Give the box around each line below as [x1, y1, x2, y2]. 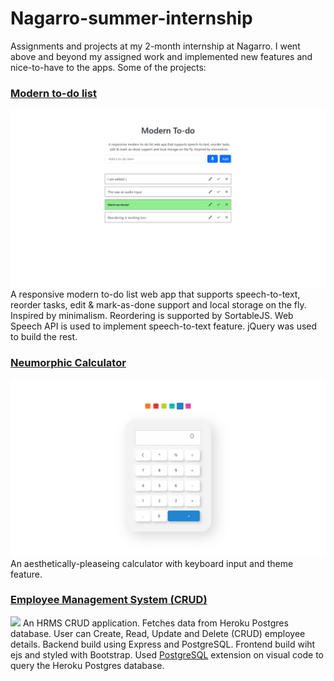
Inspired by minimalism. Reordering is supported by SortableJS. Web [10, 309, 294, 321]
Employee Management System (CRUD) [10, 593, 208, 607]
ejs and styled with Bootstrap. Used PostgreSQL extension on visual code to [10, 648, 325, 661]
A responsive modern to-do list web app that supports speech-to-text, [10, 288, 301, 300]
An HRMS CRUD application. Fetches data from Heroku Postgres [22, 617, 289, 629]
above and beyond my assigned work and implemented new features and [10, 50, 313, 62]
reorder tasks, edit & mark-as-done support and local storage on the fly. [10, 298, 307, 311]
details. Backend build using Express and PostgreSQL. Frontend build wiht [10, 638, 316, 650]
